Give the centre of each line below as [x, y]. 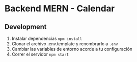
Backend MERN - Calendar [60, 9]
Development [26, 27]
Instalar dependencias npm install [47, 38]
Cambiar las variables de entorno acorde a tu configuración [72, 49]
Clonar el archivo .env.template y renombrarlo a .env [65, 44]
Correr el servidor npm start [40, 54]
